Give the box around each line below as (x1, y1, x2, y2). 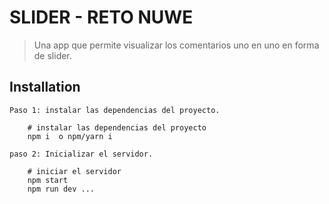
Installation (9, 79, 81, 96)
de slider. (33, 49, 72, 61)
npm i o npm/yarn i (27, 131, 113, 141)
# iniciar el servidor (27, 166, 122, 176)
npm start (27, 175, 69, 185)
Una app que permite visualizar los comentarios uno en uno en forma (33, 39, 320, 51)
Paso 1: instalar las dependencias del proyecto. (9, 105, 221, 115)
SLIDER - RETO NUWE (9, 6, 194, 29)
